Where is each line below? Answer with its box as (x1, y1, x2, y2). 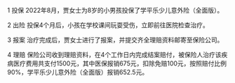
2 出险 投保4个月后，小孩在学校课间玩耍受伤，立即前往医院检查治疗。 (7, 21, 209, 29)
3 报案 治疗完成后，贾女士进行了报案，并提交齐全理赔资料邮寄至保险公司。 (7, 36, 224, 44)
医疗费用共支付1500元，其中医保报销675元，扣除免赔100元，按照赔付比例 (13, 59, 227, 68)
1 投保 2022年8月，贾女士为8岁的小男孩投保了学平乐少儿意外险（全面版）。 (7, 6, 224, 14)
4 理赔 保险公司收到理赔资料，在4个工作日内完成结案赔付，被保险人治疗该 (7, 51, 222, 59)
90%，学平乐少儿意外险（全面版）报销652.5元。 (7, 68, 149, 76)
